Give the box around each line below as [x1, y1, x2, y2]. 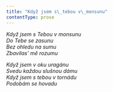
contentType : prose [6, 14, 55, 20]
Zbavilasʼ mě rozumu [6, 49, 58, 56]
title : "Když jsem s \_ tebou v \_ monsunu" [6, 8, 108, 15]
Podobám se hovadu [6, 80, 58, 87]
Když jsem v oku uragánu [6, 61, 69, 68]
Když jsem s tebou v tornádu [6, 74, 77, 81]
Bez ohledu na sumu [6, 43, 56, 50]
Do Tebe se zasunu [6, 37, 54, 44]
